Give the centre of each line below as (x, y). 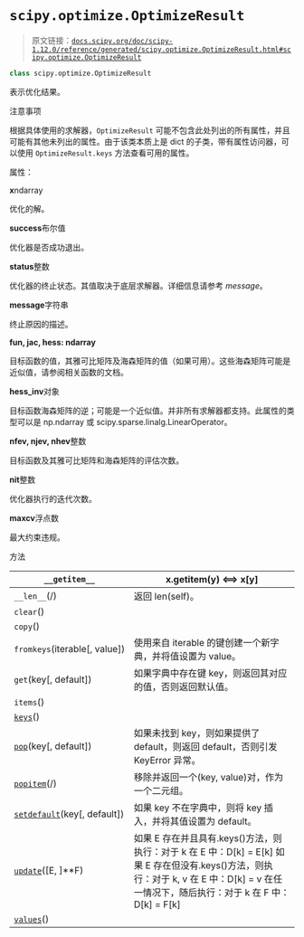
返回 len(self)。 (166, 596)
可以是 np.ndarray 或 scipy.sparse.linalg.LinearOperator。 (124, 421)
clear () (29, 611)
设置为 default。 (222, 821)
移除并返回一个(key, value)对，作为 (209, 777)
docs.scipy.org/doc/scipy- (122, 41)
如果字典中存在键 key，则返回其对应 (210, 673)
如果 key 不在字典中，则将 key (198, 808)
